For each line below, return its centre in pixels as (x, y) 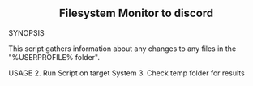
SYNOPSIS (26, 32)
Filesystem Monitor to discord (136, 13)
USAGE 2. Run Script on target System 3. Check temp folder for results (126, 73)
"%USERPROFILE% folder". (54, 57)
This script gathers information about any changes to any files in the (122, 49)
